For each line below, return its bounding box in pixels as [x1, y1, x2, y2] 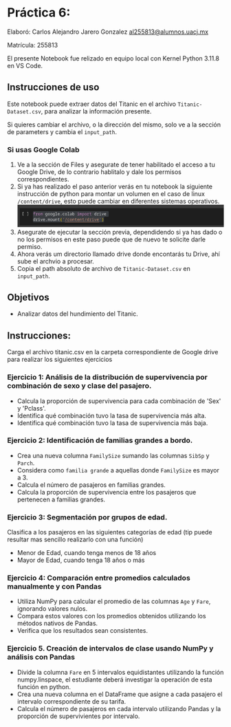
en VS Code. [7, 61, 43, 69]
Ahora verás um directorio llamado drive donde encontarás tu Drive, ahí [16, 250, 220, 258]
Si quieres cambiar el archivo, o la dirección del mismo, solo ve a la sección [7, 120, 221, 129]
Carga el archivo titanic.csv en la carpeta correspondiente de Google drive [7, 348, 219, 356]
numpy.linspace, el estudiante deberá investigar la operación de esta [16, 675, 212, 684]
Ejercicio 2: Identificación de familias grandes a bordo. [7, 435, 193, 445]
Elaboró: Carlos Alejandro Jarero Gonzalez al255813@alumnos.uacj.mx [7, 28, 208, 36]
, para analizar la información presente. [41, 107, 152, 115]
